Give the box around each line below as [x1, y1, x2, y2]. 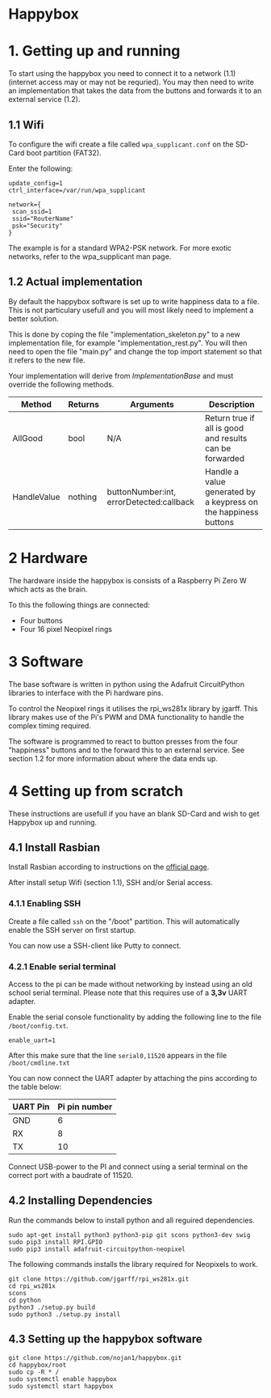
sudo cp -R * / [8, 1368, 60, 1376]
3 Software [8, 652, 84, 671]
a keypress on [205, 496, 258, 507]
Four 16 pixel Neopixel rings [19, 624, 113, 633]
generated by [205, 486, 256, 498]
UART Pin [12, 1101, 50, 1112]
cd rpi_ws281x [8, 1281, 56, 1290]
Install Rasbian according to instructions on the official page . [8, 862, 210, 872]
